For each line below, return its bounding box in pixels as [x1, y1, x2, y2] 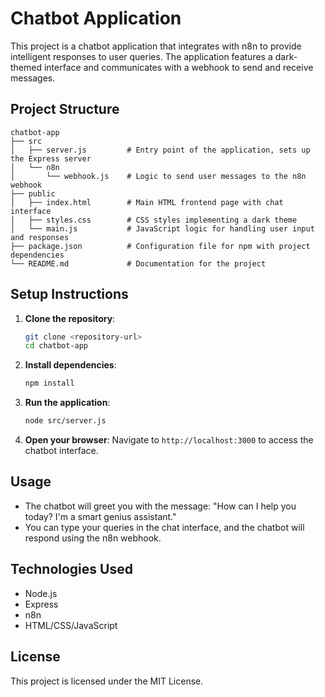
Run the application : [24, 397, 111, 409]
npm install [24, 378, 75, 389]
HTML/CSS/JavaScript [24, 619, 118, 631]
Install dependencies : [24, 359, 117, 371]
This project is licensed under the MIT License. [10, 675, 204, 687]
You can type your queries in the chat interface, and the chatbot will [24, 521, 305, 533]
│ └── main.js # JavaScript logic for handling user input [10, 223, 315, 234]
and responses [10, 232, 70, 242]
